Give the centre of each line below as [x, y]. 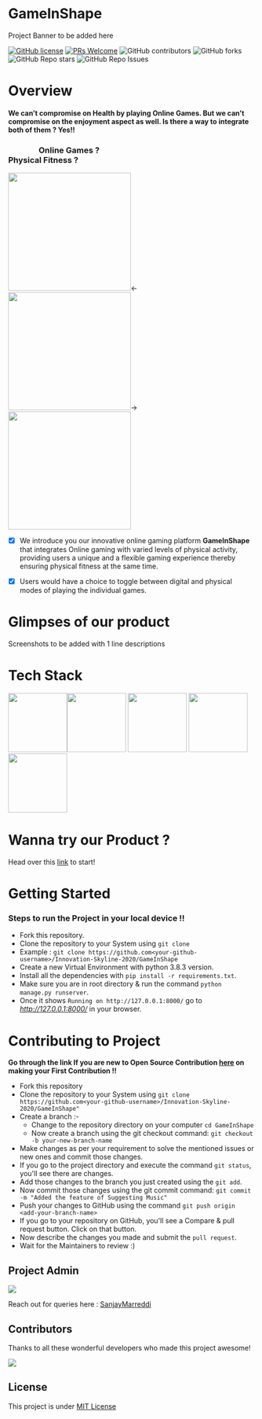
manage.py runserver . [54, 992]
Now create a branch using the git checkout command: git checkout [142, 1134]
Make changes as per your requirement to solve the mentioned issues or [136, 1149]
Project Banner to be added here [61, 35]
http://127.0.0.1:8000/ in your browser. [80, 1009]
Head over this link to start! [52, 862]
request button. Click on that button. [78, 1229]
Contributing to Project [84, 1040]
